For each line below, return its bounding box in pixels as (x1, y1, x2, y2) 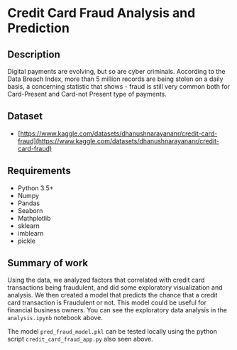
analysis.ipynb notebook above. (7, 314, 103, 322)
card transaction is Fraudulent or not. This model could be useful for (7, 298, 207, 307)
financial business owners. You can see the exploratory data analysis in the (7, 306, 227, 315)
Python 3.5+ (17, 183, 55, 192)
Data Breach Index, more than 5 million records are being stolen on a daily (7, 75, 224, 83)
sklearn (17, 222, 40, 230)
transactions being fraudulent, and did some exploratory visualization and (7, 283, 223, 292)
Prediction (7, 20, 70, 36)
